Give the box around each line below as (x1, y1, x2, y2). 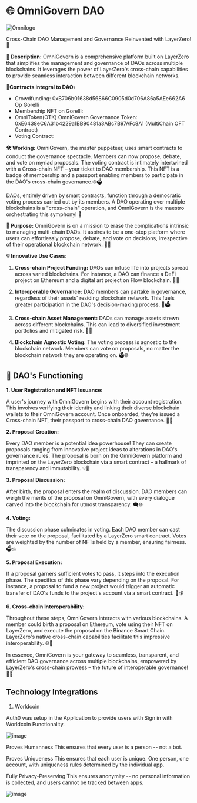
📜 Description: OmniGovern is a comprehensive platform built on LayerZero (6, 53, 189, 60)
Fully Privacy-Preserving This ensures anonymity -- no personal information (6, 772, 191, 779)
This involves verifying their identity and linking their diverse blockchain (6, 404, 180, 411)
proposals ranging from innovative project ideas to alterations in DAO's (6, 445, 178, 453)
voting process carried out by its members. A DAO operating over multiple (6, 198, 185, 205)
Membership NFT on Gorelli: (14, 107, 84, 114)
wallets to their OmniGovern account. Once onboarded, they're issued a (6, 410, 181, 417)
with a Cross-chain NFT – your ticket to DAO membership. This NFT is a (6, 165, 180, 172)
